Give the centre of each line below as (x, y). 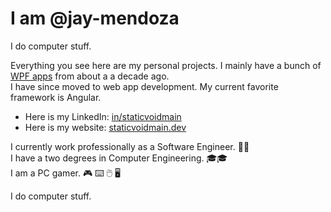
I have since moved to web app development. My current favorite (144, 86)
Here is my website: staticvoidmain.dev (105, 127)
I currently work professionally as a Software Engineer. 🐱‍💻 (130, 146)
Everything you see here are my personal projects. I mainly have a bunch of (166, 65)
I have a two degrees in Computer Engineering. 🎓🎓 (119, 158)
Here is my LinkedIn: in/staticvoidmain (103, 116)
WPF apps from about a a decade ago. (90, 76)
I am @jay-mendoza (95, 18)
